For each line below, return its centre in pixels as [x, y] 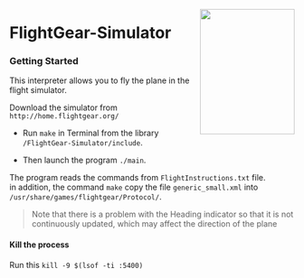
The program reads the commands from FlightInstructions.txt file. [138, 178]
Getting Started [44, 61]
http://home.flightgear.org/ [64, 116]
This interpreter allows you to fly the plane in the [100, 80]
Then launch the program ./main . [84, 160]
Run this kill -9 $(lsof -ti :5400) [76, 264]
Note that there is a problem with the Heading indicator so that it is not [162, 214]
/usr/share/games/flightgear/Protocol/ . [85, 197]
